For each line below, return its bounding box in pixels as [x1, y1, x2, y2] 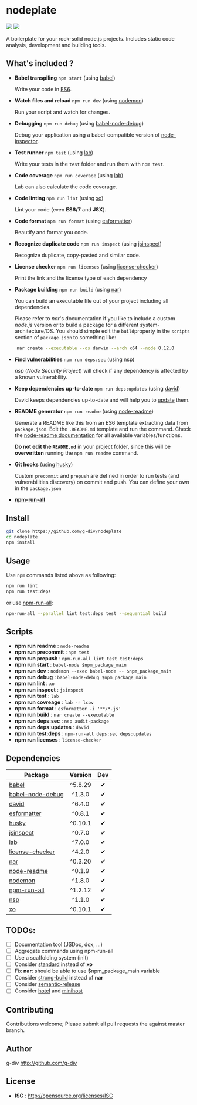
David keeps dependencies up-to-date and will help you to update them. [14, 396, 190, 403]
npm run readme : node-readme [14, 643, 90, 650]
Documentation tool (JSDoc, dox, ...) [14, 941, 103, 948]
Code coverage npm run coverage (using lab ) [14, 171, 124, 178]
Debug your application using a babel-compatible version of [14, 131, 160, 138]
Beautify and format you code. [14, 229, 89, 236]
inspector [14, 137, 38, 144]
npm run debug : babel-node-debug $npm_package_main [14, 674, 147, 681]
